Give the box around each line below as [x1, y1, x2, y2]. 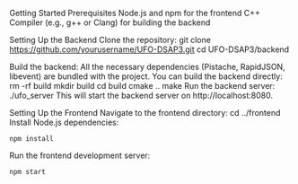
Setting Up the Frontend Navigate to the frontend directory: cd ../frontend [9, 108, 281, 118]
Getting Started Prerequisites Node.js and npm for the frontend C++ [9, 8, 260, 18]
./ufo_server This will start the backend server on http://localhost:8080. [9, 90, 274, 101]
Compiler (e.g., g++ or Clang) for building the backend [9, 17, 211, 28]
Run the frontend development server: [9, 150, 151, 161]
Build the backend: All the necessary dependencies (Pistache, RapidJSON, [9, 62, 285, 72]
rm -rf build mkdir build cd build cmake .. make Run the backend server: [9, 81, 276, 91]
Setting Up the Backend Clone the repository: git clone [9, 35, 211, 45]
